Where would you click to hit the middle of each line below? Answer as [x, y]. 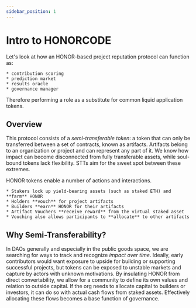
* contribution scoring [35, 74]
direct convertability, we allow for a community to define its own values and [97, 280]
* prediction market [31, 79]
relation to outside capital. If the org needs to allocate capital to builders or [96, 286]
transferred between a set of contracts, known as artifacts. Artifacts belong [97, 144]
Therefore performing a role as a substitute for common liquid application [94, 99]
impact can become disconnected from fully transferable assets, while [91, 157]
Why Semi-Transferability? [56, 235]
